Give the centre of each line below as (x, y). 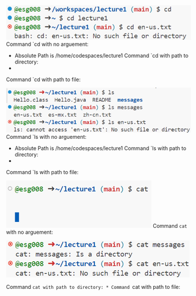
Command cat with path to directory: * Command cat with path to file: (93, 287)
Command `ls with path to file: (42, 172)
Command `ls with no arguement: (46, 137)
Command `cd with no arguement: (48, 44)
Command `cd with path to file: (43, 79)
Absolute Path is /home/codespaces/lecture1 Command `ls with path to (100, 148)
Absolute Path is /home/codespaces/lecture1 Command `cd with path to (102, 55)
